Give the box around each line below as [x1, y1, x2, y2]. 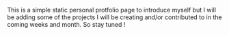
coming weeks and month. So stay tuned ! [7, 21, 126, 28]
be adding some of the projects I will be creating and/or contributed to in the [7, 13, 222, 21]
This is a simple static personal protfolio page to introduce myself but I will [7, 6, 217, 14]
